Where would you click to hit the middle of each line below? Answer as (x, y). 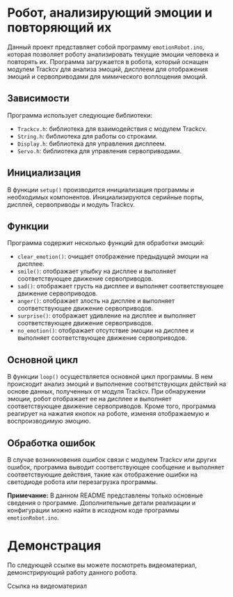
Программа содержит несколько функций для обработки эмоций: (106, 243)
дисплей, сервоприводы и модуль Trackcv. (71, 204)
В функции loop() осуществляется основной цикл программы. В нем (110, 377)
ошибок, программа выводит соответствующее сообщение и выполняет (116, 467)
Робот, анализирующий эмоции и (110, 13)
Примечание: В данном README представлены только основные (105, 495)
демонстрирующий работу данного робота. (72, 572)
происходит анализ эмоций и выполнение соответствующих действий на (117, 384)
